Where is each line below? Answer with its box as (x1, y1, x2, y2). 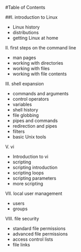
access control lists (12, 236, 53, 242)
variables (12, 101, 32, 107)
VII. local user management (5, 190, 62, 197)
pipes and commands (12, 118, 58, 124)
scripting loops (12, 170, 44, 176)
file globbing (12, 112, 39, 118)
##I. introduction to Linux (5, 14, 58, 20)
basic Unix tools (12, 134, 47, 139)
